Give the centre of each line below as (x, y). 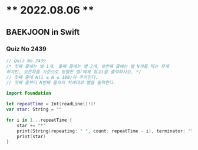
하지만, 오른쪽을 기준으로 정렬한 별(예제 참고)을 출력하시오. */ (74, 72)
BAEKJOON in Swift (43, 32)
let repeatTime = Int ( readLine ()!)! (51, 104)
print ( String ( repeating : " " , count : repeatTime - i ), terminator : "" (105, 131)
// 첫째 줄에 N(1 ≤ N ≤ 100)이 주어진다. (52, 77)
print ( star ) (31, 136)
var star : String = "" (34, 109)
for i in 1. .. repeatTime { (39, 120)
